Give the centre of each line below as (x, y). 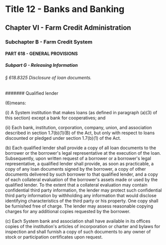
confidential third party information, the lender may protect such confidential (83, 190)
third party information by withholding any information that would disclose (81, 195)
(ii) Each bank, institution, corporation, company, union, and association (79, 127)
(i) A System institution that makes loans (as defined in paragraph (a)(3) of (81, 112)
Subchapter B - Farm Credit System (49, 42)
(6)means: (16, 103)
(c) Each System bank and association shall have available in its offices (78, 221)
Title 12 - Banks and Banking (65, 9)
